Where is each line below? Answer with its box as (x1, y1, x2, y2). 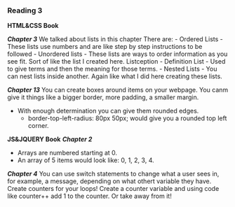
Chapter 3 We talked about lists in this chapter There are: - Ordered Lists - (7, 35, 223, 43)
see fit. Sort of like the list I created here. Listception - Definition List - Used (7, 57, 226, 66)
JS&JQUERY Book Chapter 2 (7, 135, 93, 143)
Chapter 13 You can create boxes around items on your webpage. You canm (7, 86, 229, 94)
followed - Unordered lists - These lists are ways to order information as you (7, 50, 228, 58)
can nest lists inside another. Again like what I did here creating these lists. (7, 72, 222, 80)
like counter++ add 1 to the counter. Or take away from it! (7, 192, 172, 201)
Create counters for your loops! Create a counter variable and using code (7, 185, 220, 193)
